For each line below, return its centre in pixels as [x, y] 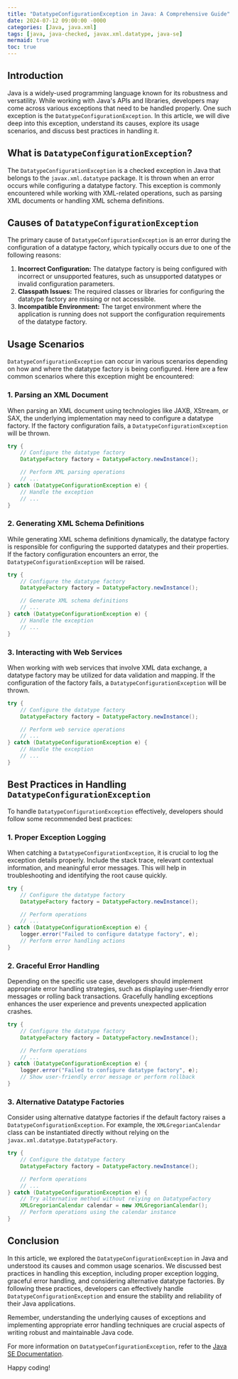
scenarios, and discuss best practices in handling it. [83, 131]
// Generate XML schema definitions [75, 601]
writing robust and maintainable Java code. [71, 1332]
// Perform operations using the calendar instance [98, 1212]
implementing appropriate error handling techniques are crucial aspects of [116, 1325]
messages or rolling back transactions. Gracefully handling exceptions [110, 996]
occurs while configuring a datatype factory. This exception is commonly [114, 185]
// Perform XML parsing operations [73, 472]
